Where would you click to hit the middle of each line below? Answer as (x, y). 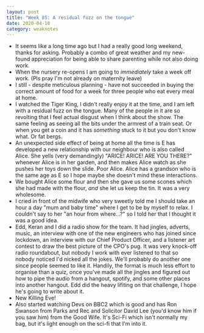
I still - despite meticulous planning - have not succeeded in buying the (104, 85)
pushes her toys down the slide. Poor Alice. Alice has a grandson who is (106, 169)
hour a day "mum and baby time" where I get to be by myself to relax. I (104, 208)
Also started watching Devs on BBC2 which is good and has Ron (96, 304)
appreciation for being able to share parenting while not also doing (115, 59)
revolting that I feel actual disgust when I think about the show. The (99, 117)
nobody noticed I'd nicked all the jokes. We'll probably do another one (103, 259)
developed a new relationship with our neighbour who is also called (100, 149)
